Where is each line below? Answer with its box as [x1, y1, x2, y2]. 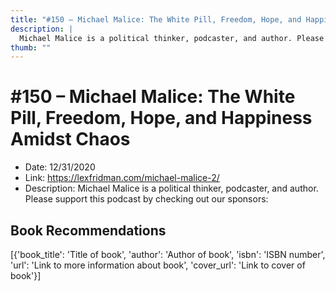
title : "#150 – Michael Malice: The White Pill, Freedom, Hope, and [10, 14, 302, 25]
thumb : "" [10, 42, 52, 53]
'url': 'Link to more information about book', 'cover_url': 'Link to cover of [10, 259, 306, 271]
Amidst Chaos [10, 128, 131, 151]
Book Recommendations [10, 222, 167, 239]
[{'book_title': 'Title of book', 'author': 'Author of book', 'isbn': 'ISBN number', [10, 249, 326, 260]
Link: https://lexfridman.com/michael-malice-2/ [24, 172, 220, 184]
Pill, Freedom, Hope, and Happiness [10, 107, 313, 130]
